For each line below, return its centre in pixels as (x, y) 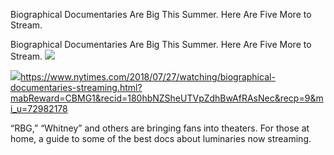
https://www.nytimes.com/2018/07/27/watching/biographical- (148, 77)
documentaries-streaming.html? (76, 87)
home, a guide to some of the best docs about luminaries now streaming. (161, 138)
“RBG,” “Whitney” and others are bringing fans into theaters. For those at (160, 128)
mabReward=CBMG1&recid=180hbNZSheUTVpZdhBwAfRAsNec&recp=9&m (167, 98)
